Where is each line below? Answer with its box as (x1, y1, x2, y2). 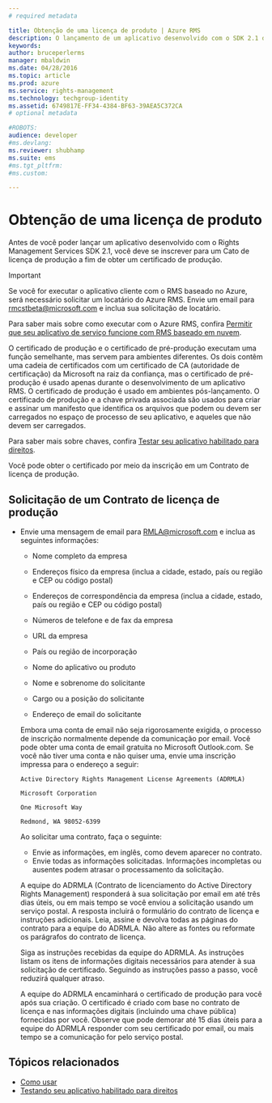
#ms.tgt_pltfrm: (8, 161, 63, 170)
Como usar (19, 1077, 57, 1087)
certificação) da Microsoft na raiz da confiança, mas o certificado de (8, 369, 237, 379)
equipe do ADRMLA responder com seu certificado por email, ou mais (19, 1024, 254, 1033)
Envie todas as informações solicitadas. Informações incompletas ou (32, 856, 261, 866)
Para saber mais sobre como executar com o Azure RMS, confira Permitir (8, 319, 253, 329)
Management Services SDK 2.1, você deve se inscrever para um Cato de (8, 246, 249, 256)
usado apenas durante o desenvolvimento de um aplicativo (48, 378, 245, 388)
